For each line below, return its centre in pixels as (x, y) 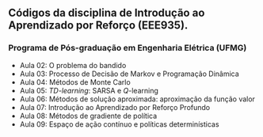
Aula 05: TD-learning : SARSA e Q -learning (89, 90)
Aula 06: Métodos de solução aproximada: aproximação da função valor (137, 99)
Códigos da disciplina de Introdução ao (107, 13)
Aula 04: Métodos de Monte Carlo (75, 82)
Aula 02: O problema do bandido (73, 65)
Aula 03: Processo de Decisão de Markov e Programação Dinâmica (129, 74)
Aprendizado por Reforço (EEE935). (98, 26)
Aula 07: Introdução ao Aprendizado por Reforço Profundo (115, 107)
